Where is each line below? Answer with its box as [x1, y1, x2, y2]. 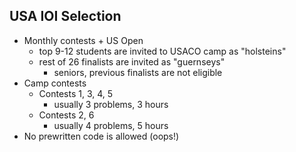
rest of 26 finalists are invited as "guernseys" [38, 55, 226, 68]
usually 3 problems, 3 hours [53, 98, 169, 110]
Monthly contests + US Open [23, 34, 144, 46]
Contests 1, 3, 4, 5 [38, 87, 114, 99]
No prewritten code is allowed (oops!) [23, 130, 180, 142]
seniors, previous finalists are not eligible [53, 66, 223, 78]
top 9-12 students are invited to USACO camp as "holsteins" [38, 45, 287, 57]
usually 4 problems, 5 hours [53, 119, 169, 131]
